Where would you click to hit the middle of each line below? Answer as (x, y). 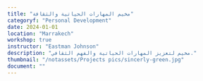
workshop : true (30, 40)
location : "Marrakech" (41, 33)
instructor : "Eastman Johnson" (53, 46)
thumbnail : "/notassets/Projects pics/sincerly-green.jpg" (96, 60)
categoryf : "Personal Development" (60, 20)
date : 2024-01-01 (33, 27)
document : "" (26, 66)
